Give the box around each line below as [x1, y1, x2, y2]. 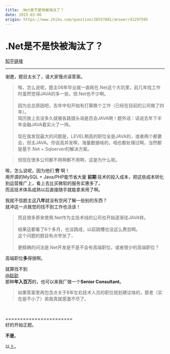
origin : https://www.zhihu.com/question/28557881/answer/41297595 [5, 17, 148, 22]
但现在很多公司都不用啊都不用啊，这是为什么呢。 [17, 157, 120, 163]
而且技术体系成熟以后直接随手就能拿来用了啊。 [5, 186, 103, 193]
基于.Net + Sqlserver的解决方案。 [22, 146, 92, 152]
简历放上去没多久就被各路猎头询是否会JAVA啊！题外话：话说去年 [17, 115, 153, 121]
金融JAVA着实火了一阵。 [22, 121, 73, 127]
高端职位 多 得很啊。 [5, 255, 46, 262]
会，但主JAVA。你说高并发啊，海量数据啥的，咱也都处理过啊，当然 [17, 140, 158, 146]
